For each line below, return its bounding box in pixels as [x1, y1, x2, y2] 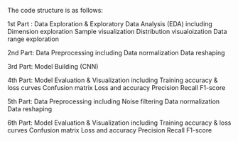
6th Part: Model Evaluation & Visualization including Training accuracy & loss [7, 118, 232, 127]
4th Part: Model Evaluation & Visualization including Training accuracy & [7, 76, 218, 84]
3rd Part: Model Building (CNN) [7, 62, 99, 70]
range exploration [7, 35, 59, 43]
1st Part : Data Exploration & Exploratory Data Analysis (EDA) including [7, 20, 213, 28]
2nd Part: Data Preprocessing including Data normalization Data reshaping [7, 49, 225, 57]
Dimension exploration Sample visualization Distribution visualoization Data [7, 28, 227, 35]
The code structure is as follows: [7, 6, 103, 14]
